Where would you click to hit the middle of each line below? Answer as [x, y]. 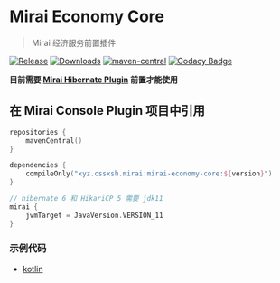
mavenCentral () [54, 141]
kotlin [33, 269]
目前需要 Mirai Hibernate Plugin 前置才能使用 [93, 80]
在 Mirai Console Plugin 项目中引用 [107, 111]
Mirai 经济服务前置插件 [74, 42]
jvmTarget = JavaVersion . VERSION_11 [95, 215]
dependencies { [38, 165]
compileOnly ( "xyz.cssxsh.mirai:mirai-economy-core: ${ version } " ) [149, 174]
